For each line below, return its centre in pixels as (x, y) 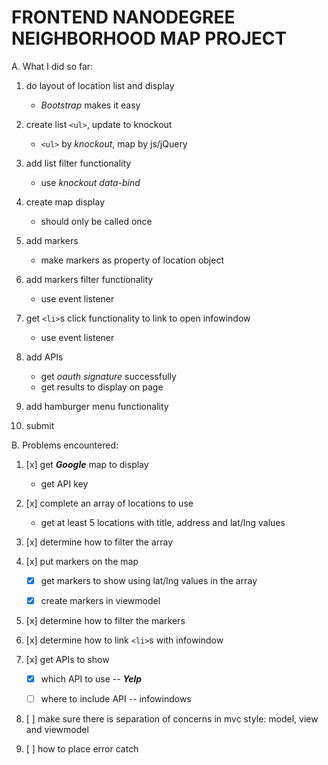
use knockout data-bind (90, 182)
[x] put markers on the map (82, 561)
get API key (64, 483)
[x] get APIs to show (67, 660)
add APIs (44, 357)
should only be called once (96, 221)
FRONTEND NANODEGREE (123, 17)
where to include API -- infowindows (116, 699)
